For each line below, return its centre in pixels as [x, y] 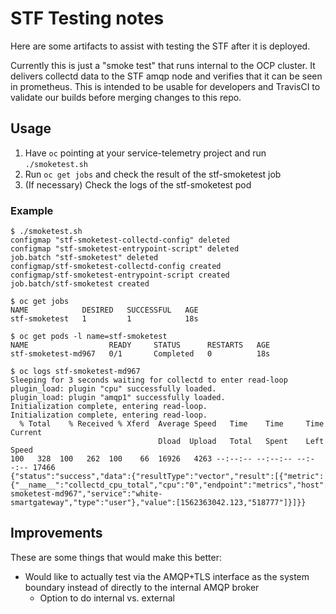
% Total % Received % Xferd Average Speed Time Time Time [172, 424]
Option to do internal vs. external [107, 598]
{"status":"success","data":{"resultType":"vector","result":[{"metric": [167, 477]
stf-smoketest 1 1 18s [104, 319]
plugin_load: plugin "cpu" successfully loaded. [113, 389]
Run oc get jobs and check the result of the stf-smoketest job [153, 174]
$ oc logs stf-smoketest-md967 [75, 372]
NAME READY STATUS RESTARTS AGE [140, 345]
